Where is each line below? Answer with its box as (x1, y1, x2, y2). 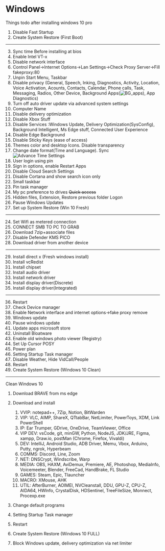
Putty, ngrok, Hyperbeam (20, 446, 71, 451)
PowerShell (20, 420, 43, 426)
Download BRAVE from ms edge (12, 390, 78, 396)
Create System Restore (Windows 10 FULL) (12, 530, 100, 536)
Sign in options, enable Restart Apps (12, 163, 86, 169)
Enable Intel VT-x (12, 53, 47, 59)
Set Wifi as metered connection (12, 219, 76, 225)
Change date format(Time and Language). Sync (12, 147, 109, 153)
